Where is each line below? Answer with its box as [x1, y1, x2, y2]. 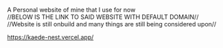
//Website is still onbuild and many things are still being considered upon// [7, 20, 217, 28]
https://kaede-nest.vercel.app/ [7, 33, 94, 41]
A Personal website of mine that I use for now [7, 6, 136, 14]
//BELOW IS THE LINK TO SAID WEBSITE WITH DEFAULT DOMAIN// [7, 13, 199, 21]
